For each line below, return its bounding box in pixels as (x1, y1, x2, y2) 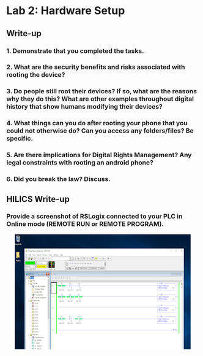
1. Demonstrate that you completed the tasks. (6, 47, 144, 55)
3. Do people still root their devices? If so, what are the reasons (6, 87, 197, 96)
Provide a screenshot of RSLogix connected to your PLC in (6, 212, 183, 221)
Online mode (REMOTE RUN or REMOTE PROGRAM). (6, 220, 164, 228)
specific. (6, 134, 34, 143)
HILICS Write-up (6, 194, 70, 204)
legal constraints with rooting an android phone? (6, 158, 154, 167)
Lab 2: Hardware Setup (6, 4, 125, 18)
